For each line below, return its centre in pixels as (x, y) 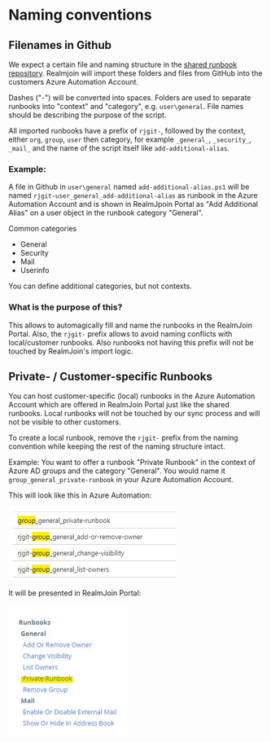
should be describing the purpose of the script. (87, 115)
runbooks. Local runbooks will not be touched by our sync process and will (134, 414)
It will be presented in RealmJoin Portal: (75, 593)
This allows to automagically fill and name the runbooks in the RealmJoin (130, 325)
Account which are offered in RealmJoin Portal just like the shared (119, 405)
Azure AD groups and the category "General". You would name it (117, 471)
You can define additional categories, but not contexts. (101, 286)
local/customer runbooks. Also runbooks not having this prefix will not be (131, 342)
